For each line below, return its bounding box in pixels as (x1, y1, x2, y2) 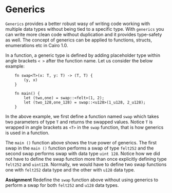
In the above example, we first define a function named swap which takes (5, 113, 159, 119)
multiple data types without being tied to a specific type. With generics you (5, 26, 164, 32)
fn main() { (14, 91, 40, 96)
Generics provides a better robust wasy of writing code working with (5, 20, 150, 27)
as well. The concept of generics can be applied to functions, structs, (5, 37, 152, 43)
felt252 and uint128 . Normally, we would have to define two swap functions (5, 161, 167, 167)
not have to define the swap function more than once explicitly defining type (5, 156, 167, 162)
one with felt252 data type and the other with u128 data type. (5, 166, 135, 173)
